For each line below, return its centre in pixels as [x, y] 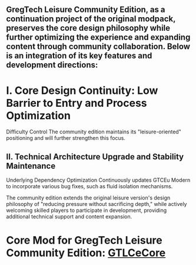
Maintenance [31, 166]
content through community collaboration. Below [98, 47]
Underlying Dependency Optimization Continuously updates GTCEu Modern [98, 180]
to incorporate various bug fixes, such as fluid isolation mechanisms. [89, 187]
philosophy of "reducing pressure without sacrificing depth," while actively [97, 204]
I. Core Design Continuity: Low [82, 90]
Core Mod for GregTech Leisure [84, 241]
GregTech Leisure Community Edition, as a [86, 10]
